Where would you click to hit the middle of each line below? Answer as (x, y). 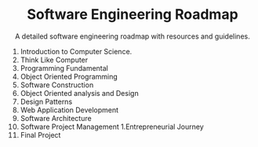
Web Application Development (69, 110)
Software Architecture (56, 118)
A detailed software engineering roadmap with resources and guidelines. (133, 36)
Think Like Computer (54, 60)
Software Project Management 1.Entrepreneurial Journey (112, 127)
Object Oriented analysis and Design (80, 93)
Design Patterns (46, 101)
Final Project (40, 134)
